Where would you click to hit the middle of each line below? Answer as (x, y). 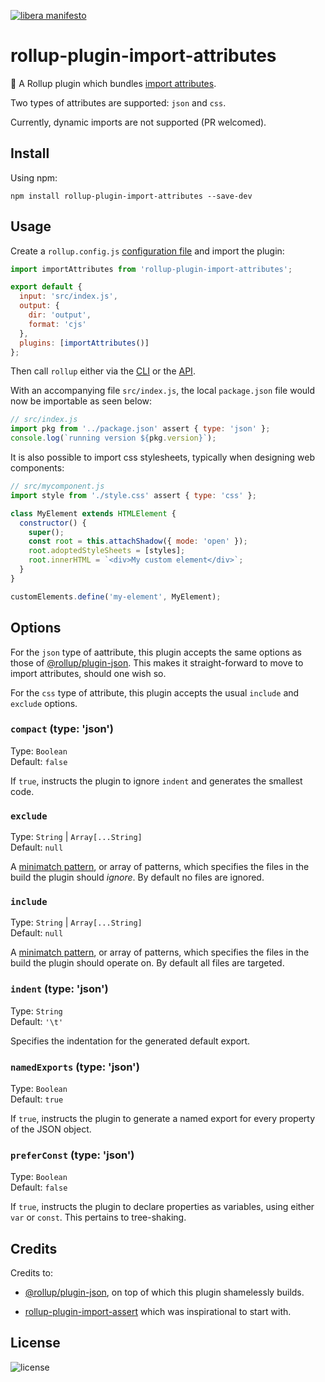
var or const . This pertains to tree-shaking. (98, 1217)
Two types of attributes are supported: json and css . (118, 102)
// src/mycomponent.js (57, 486)
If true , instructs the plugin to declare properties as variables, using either (162, 1207)
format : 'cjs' (57, 324)
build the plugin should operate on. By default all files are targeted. (147, 963)
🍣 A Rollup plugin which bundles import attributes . (113, 83)
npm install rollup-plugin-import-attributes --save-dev (131, 196)
